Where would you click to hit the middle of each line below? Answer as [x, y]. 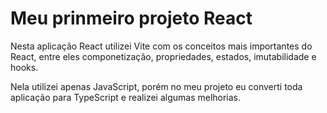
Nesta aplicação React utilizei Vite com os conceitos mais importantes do [161, 46]
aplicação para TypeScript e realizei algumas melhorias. [126, 97]
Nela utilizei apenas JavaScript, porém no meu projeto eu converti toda [156, 86]
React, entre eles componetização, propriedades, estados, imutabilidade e [163, 56]
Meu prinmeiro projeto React [131, 18]
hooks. [24, 67]
